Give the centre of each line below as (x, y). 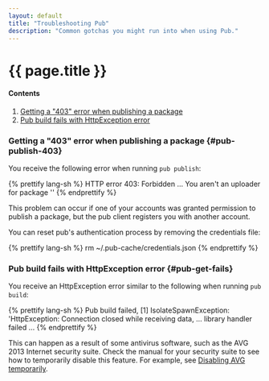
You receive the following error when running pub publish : (105, 168)
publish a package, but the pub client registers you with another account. (129, 217)
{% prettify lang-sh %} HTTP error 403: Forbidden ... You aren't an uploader (134, 184)
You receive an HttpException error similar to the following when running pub (135, 286)
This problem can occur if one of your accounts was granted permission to (132, 208)
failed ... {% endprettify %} (53, 328)
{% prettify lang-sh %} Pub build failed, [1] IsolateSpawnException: (119, 310)
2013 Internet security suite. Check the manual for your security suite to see (134, 352)
